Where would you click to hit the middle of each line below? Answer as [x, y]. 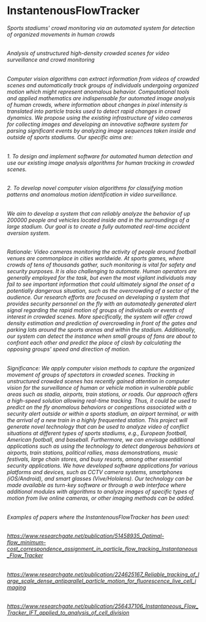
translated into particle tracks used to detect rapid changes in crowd [94, 111]
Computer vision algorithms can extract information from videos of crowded [103, 79]
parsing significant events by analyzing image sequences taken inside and [101, 131]
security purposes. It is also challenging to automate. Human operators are [102, 271]
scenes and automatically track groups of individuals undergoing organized [103, 85]
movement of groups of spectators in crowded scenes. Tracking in [91, 375]
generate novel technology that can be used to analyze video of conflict [98, 427]
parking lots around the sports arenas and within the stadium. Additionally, [101, 330]
